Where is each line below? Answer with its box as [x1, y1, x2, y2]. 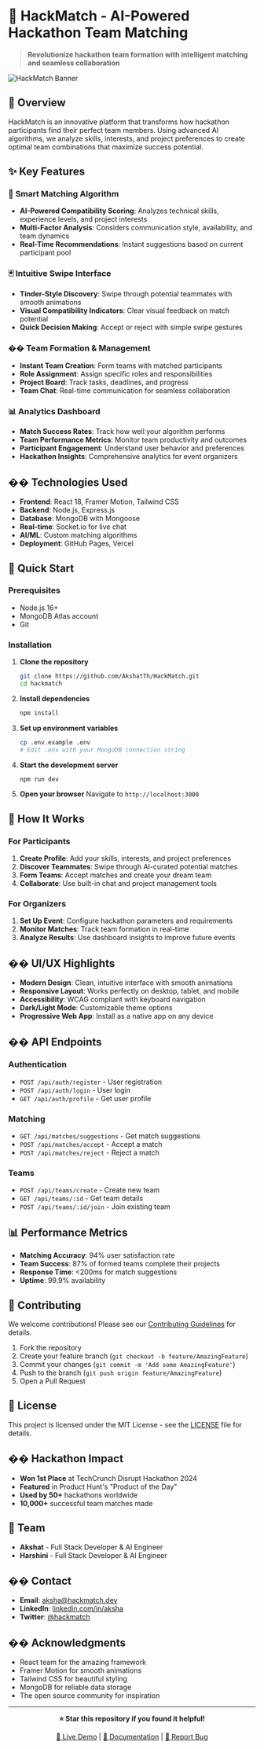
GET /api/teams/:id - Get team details [19, 1194, 144, 1203]
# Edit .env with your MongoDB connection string [19, 746, 186, 754]
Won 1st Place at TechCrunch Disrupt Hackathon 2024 [19, 1473, 198, 1483]
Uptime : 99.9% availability [19, 1276, 106, 1285]
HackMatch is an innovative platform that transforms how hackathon [8, 117, 230, 127]
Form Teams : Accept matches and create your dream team [19, 870, 212, 880]
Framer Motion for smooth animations [19, 1666, 142, 1675]
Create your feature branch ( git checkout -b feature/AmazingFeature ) [19, 1351, 249, 1361]
